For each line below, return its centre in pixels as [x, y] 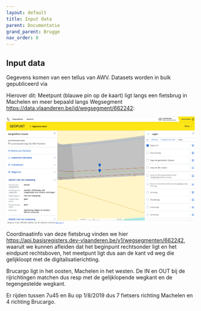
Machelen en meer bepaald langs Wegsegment [64, 101]
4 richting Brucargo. [31, 301]
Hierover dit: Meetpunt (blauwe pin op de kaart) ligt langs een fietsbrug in [97, 95]
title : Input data [29, 19]
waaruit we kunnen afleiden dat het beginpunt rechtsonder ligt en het [92, 246]
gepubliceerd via [27, 83]
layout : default [26, 13]
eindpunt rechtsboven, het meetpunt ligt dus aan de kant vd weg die [90, 253]
